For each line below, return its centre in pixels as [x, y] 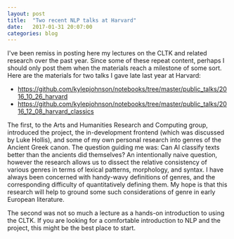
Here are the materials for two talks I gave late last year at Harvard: [104, 76]
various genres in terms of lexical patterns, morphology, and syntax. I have [115, 170]
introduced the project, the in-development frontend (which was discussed [116, 132]
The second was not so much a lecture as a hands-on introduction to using [116, 213]
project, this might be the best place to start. [71, 228]
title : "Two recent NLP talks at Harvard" [72, 20]
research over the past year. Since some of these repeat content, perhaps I [116, 61]
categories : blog [33, 33]
